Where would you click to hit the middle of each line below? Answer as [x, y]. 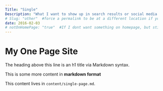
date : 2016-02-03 [23, 23]
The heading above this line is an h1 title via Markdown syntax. [67, 65]
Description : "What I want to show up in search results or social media [81, 14]
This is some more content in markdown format [53, 74]
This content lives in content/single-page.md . [50, 84]
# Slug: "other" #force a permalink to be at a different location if [79, 18]
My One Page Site [41, 52]
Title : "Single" [21, 9]
